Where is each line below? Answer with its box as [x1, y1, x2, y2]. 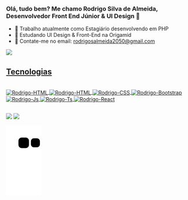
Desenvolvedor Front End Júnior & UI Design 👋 [6, 12, 141, 20]
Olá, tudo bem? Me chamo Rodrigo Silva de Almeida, [6, 5, 158, 13]
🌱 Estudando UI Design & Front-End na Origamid [14, 32, 132, 39]
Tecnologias [6, 67, 52, 77]
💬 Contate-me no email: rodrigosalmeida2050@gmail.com [14, 37, 155, 45]
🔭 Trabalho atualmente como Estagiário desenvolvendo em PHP [14, 25, 169, 32]
